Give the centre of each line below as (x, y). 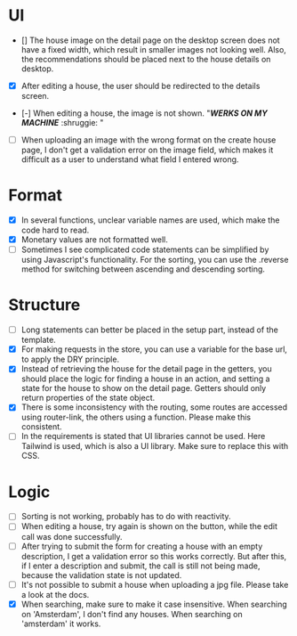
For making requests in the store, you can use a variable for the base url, (154, 349)
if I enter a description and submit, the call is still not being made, (140, 566)
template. (39, 340)
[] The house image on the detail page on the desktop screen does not (151, 40)
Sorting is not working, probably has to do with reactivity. (126, 517)
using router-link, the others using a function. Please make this (136, 417)
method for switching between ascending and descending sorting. (143, 269)
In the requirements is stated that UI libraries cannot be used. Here (143, 436)
